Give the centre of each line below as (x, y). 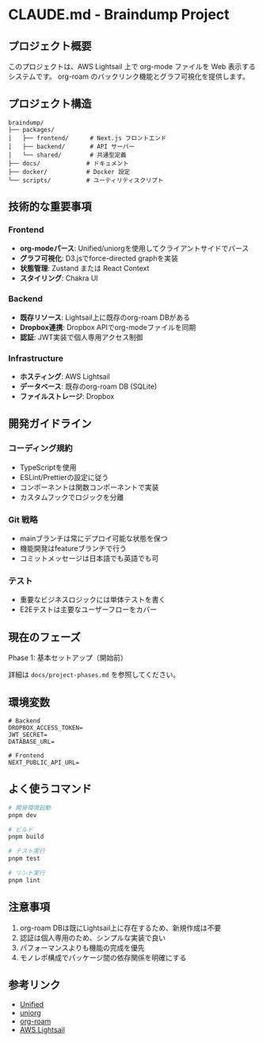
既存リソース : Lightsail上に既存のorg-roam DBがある (105, 317)
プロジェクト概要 (50, 46)
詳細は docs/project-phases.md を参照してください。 (94, 675)
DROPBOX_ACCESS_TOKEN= (46, 728)
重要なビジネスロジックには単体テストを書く (93, 600)
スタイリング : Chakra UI (59, 278)
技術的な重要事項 (50, 207)
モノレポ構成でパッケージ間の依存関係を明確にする (103, 957)
